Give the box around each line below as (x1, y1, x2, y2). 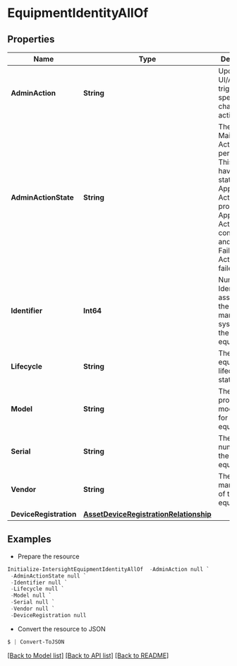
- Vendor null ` (10, 605, 55, 613)
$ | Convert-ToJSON (7, 638, 65, 645)
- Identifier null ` (10, 579, 68, 586)
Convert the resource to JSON (17, 624, 106, 633)
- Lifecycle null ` (10, 585, 65, 592)
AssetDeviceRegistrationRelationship (83, 510, 212, 519)
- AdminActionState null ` (10, 572, 87, 580)
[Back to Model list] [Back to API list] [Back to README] (7, 651, 169, 660)
